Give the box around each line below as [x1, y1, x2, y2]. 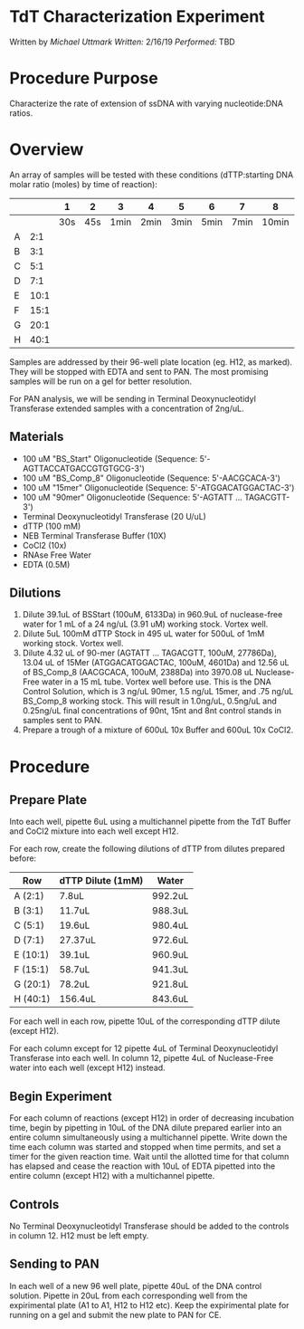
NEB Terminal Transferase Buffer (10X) [22, 530, 167, 540]
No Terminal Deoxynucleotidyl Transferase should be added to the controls [9, 1220, 290, 1232]
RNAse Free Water [22, 550, 92, 560]
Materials [9, 429, 64, 445]
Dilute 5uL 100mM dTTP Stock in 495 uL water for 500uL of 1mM [22, 628, 265, 639]
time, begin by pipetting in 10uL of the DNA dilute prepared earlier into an [9, 1123, 282, 1133]
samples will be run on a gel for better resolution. [9, 376, 193, 387]
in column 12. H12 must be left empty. [9, 1230, 149, 1241]
